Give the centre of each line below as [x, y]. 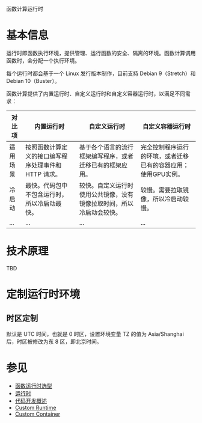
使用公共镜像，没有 [106, 194]
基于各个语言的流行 [106, 147]
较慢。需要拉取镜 [165, 190]
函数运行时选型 [33, 386]
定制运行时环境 [43, 295]
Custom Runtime [35, 407]
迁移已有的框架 [100, 165]
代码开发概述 [31, 401]
